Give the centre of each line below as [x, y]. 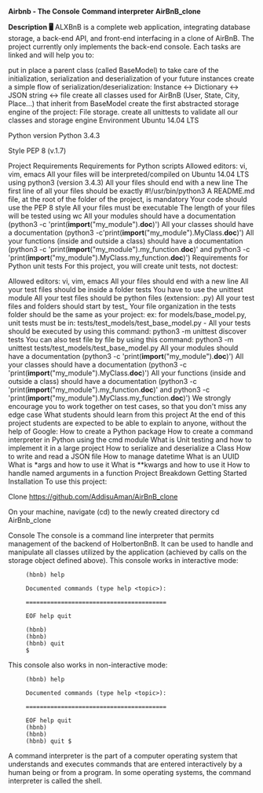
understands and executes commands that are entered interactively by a [126, 764]
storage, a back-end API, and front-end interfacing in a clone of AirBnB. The [131, 38]
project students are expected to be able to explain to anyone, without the [128, 423]
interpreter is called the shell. [55, 781]
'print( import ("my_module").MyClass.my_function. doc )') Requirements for [128, 258]
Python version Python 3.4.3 [54, 135]
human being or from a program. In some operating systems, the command [130, 772]
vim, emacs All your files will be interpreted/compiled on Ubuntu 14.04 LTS [129, 174]
